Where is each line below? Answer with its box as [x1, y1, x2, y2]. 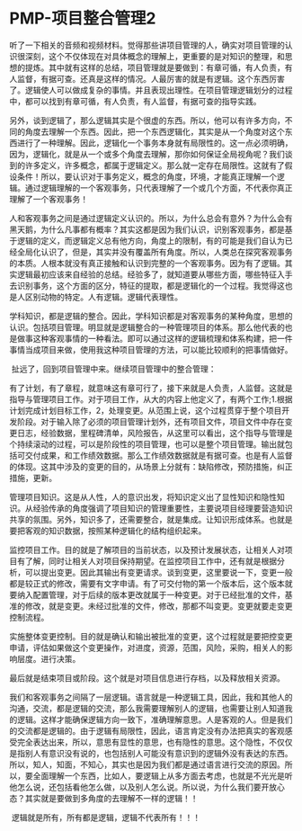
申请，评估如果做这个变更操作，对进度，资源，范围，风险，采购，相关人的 [9, 642, 285, 653]
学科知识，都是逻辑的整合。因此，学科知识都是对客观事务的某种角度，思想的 [9, 310, 293, 321]
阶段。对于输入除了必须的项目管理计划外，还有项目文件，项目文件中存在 [16, 415, 285, 427]
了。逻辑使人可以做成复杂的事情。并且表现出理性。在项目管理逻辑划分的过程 [9, 85, 293, 95]
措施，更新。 [9, 472, 57, 483]
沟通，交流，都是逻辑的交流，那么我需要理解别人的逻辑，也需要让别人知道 [9, 702, 285, 713]
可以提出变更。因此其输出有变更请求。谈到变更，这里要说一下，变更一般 [24, 567, 293, 577]
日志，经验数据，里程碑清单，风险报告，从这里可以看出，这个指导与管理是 [16, 427, 293, 438]
